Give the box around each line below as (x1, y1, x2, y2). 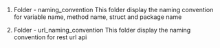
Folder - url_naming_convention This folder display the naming (13, 26, 191, 34)
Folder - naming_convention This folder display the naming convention (13, 6, 214, 14)
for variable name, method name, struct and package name (13, 13, 182, 21)
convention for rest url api (13, 33, 87, 41)
